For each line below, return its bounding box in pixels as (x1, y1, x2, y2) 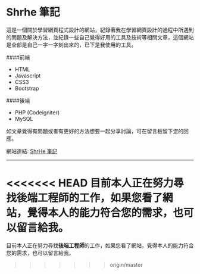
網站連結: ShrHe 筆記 (6, 147, 58, 155)
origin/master (110, 261, 143, 268)
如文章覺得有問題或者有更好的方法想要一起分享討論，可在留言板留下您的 (6, 127, 183, 135)
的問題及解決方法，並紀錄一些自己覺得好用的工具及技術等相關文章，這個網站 (6, 33, 194, 41)
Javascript (14, 72, 41, 79)
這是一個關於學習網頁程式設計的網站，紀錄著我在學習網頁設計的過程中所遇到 (6, 26, 194, 33)
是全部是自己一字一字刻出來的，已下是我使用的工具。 (6, 41, 137, 48)
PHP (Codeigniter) (14, 108, 60, 116)
